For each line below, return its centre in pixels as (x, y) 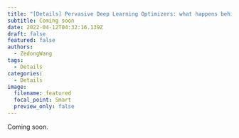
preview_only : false (44, 107)
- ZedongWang (33, 54)
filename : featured (43, 93)
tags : (15, 60)
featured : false (31, 41)
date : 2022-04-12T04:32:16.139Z (55, 27)
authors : (20, 47)
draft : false (27, 34)
